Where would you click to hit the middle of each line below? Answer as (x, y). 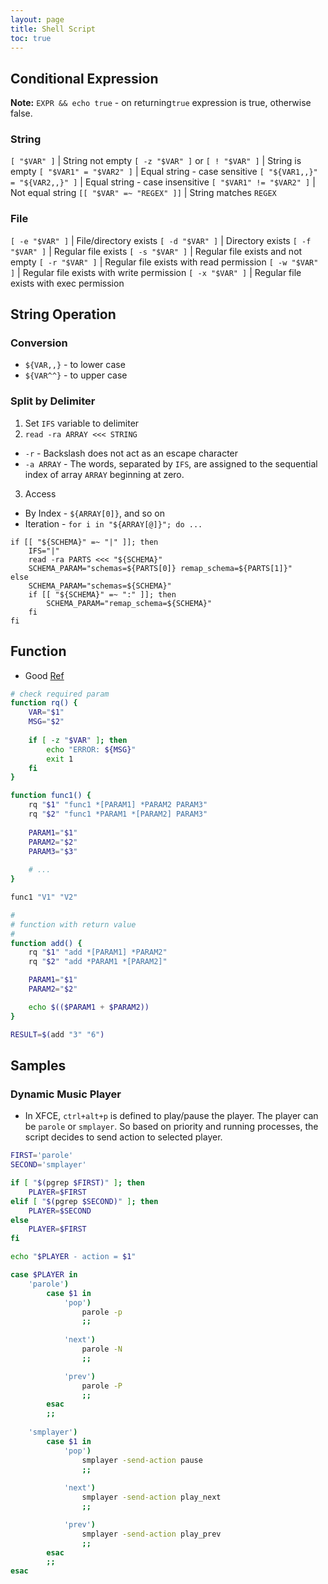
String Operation (63, 314)
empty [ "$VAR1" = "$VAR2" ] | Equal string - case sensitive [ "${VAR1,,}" (164, 172)
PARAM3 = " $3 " (53, 851)
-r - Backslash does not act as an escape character (131, 453)
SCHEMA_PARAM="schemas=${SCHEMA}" (100, 586)
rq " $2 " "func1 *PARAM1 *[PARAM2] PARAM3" (118, 814)
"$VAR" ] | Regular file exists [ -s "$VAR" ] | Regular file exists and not (156, 251)
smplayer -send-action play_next (151, 1497)
